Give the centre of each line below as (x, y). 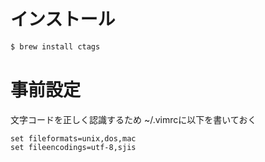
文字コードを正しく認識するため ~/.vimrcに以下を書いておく (133, 119)
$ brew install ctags (55, 46)
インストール (63, 19)
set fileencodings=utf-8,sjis (73, 147)
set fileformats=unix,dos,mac (73, 138)
